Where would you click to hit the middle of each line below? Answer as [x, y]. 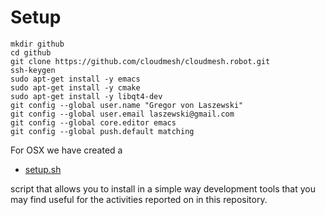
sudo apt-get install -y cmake [75, 87]
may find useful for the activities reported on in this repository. [139, 199]
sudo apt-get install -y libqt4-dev [86, 96]
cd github [31, 52]
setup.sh [43, 169]
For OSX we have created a [66, 150]
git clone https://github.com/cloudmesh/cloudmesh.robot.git [140, 61]
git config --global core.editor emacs [93, 122]
